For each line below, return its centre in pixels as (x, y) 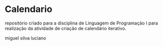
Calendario (29, 9)
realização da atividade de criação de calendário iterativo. (66, 28)
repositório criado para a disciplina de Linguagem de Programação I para (81, 23)
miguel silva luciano (25, 38)
